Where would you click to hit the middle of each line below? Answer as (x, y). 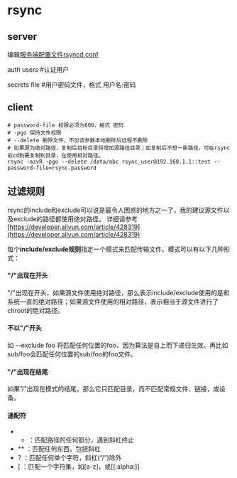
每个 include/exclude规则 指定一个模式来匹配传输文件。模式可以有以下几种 (116, 249)
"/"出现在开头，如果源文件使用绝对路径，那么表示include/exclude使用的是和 (118, 292)
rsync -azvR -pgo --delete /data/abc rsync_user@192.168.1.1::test (109, 161)
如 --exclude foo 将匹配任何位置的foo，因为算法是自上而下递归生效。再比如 (118, 345)
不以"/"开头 (24, 328)
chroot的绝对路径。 (35, 310)
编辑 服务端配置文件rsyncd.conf (53, 54)
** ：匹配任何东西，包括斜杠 (59, 449)
